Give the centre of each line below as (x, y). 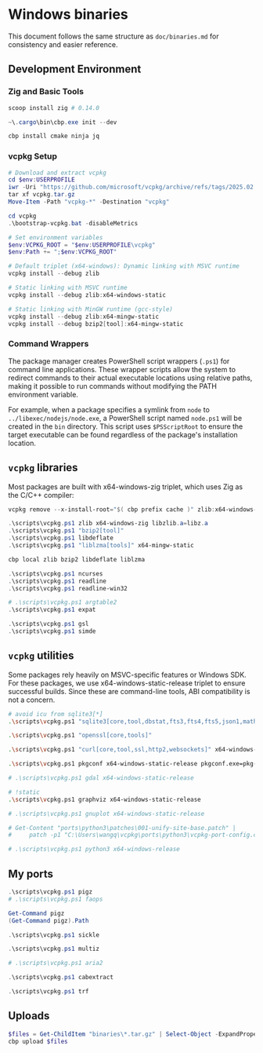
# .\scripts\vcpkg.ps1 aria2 (56, 963)
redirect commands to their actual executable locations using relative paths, (130, 378)
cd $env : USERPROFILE (42, 180)
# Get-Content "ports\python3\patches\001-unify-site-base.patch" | (122, 828)
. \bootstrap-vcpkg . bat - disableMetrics (73, 223)
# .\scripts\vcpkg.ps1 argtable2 (63, 602)
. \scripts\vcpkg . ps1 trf (49, 992)
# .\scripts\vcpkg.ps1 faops (56, 899)
